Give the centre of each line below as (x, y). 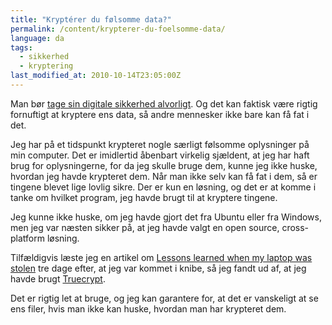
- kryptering (46, 66)
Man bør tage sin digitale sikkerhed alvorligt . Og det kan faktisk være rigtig (164, 103)
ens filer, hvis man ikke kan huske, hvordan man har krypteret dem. (148, 308)
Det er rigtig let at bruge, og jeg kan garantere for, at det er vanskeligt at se (164, 298)
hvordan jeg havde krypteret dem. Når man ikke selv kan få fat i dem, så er (164, 176)
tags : (21, 47)
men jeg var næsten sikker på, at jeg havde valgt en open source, (145, 227)
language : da (37, 38)
